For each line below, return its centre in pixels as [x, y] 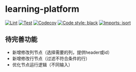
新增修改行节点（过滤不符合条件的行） [51, 58]
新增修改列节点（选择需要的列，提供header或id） [62, 52]
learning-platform [42, 9]
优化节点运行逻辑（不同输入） [42, 65]
